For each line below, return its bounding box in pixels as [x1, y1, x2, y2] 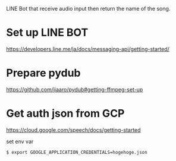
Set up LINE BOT [6, 26, 89, 39]
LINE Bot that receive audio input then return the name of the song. [6, 5, 171, 12]
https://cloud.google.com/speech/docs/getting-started [6, 126, 141, 133]
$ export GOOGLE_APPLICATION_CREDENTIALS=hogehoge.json [6, 149, 147, 155]
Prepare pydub [6, 67, 81, 80]
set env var [6, 138, 34, 145]
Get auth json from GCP [6, 107, 125, 121]
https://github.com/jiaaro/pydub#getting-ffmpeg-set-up [6, 86, 143, 93]
